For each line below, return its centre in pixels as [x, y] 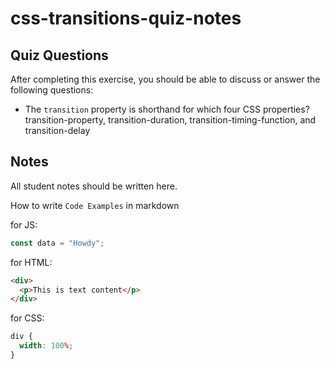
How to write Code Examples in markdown [95, 205]
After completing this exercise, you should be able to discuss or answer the [165, 79]
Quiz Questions [59, 55]
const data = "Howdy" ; [57, 243]
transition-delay [57, 130]
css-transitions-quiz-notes [126, 18]
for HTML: [31, 262]
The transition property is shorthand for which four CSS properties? [167, 109]
